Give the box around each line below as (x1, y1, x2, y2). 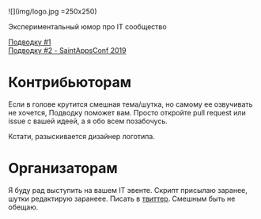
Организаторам (8, 160, 119, 177)
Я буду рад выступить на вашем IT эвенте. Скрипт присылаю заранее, (8, 185, 248, 194)
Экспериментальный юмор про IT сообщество (8, 22, 168, 31)
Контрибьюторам (8, 74, 132, 92)
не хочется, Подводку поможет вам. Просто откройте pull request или (8, 108, 247, 117)
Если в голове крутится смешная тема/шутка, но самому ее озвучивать (8, 99, 253, 109)
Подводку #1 (8, 37, 51, 47)
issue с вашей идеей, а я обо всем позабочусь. (8, 116, 168, 126)
